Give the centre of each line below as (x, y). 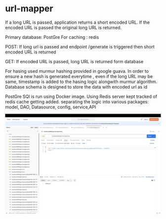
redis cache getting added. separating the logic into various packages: (77, 101)
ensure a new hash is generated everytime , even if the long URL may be (79, 76)
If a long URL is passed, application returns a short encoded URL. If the (77, 22)
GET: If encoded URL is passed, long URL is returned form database (74, 61)
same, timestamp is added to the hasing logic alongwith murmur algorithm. (81, 82)
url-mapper (29, 9)
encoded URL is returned (31, 52)
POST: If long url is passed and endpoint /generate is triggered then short (80, 46)
